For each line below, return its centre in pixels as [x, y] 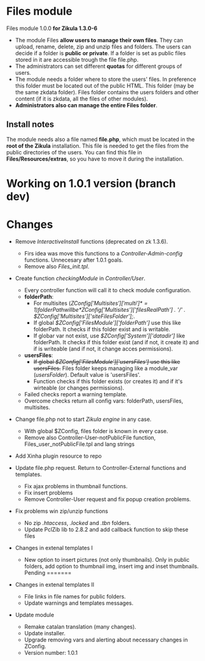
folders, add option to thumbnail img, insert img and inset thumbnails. [111, 566]
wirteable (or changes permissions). [79, 388]
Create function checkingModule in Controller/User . [80, 278]
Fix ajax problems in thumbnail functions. [76, 486]
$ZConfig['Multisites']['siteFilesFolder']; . [84, 316]
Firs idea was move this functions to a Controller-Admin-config [103, 253]
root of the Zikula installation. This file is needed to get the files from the [98, 146]
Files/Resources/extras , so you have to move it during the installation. [95, 159]
